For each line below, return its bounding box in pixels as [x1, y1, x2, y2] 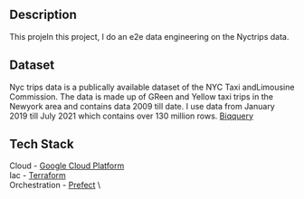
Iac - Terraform [9, 170, 66, 181]
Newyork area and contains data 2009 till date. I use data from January [9, 100, 275, 111]
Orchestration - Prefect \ [9, 180, 101, 191]
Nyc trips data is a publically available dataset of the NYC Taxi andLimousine [9, 81, 295, 92]
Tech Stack [9, 137, 74, 152]
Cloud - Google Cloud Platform [9, 160, 125, 171]
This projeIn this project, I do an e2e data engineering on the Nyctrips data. [9, 31, 290, 42]
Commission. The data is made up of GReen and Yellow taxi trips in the [9, 90, 274, 102]
